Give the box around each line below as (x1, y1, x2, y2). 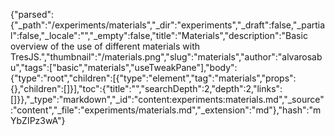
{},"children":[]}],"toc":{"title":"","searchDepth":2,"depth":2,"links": (10, 83, 283, 94)
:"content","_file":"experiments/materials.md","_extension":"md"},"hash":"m (10, 104, 322, 116)
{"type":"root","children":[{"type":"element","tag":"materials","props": (10, 72, 297, 84)
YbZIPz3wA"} (10, 115, 66, 126)
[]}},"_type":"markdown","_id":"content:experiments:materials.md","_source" (10, 94, 325, 105)
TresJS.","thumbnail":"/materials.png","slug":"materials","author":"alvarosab (10, 51, 323, 63)
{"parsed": (10, 9, 55, 20)
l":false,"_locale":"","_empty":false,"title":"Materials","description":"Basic (10, 30, 308, 41)
